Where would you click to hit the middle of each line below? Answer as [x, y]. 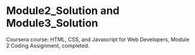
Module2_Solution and [63, 11]
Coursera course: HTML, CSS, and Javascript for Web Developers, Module [98, 39]
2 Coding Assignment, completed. [48, 46]
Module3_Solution [52, 23]
